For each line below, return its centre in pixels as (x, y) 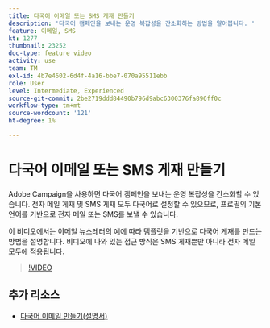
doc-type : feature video (50, 53)
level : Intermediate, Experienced (66, 91)
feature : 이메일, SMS (42, 31)
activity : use (32, 61)
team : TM (23, 69)
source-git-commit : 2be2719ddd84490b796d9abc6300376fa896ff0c (115, 98)
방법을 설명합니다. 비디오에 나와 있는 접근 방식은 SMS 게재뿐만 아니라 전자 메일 (132, 241)
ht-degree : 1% (32, 121)
